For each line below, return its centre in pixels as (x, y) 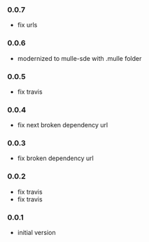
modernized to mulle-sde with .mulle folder (79, 58)
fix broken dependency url (56, 158)
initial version (36, 233)
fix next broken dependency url (63, 125)
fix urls (27, 25)
